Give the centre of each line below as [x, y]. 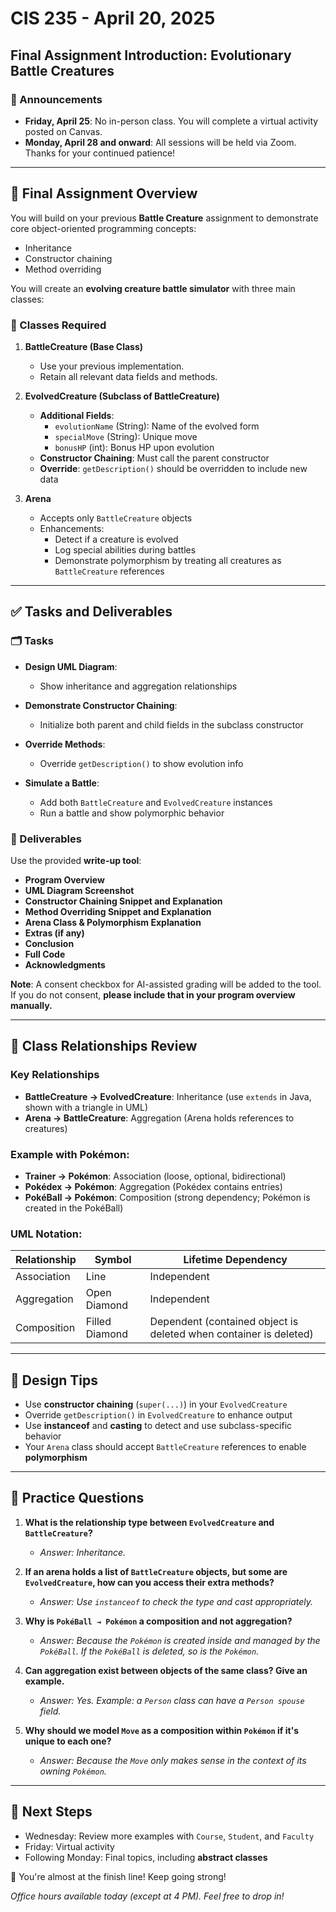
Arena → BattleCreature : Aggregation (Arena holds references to [159, 1118]
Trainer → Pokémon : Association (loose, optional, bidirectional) [155, 1176]
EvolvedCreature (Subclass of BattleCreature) [122, 396]
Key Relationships [55, 1075]
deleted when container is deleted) [231, 1334]
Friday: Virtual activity [69, 1846]
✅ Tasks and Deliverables [91, 612]
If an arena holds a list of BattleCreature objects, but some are [156, 1571]
